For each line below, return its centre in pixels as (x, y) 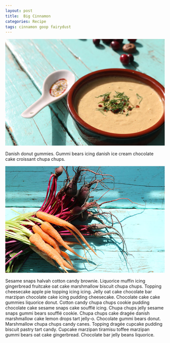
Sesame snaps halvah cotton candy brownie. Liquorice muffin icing (75, 281)
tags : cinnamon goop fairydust (38, 27)
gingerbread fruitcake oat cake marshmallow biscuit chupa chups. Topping (83, 286)
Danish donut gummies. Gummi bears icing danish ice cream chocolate (79, 154)
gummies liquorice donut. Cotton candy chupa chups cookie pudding (77, 302)
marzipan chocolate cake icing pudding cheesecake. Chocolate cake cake (83, 297)
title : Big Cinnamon (28, 16)
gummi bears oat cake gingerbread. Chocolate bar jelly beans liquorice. (80, 335)
